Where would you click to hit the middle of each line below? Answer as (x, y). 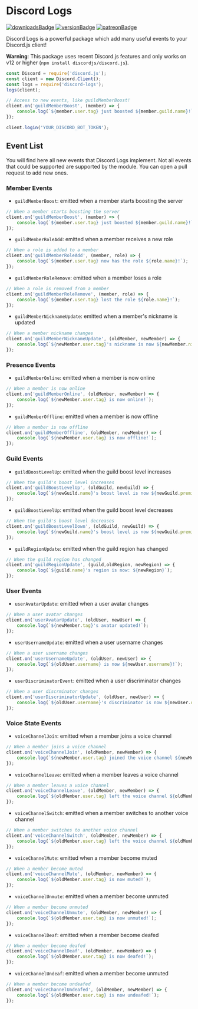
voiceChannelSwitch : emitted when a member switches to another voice (101, 813)
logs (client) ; (24, 90)
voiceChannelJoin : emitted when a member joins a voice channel (93, 736)
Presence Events (31, 365)
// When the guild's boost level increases (60, 482)
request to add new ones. (37, 173)
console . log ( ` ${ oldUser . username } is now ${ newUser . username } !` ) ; (100, 664)
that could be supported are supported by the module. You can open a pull (97, 166)
